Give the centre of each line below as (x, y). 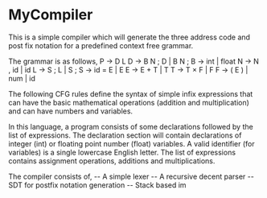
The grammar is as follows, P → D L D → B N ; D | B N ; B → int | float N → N (134, 61)
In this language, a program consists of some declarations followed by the (131, 126)
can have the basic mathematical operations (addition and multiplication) (129, 102)
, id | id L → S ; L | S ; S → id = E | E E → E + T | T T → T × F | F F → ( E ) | (128, 69)
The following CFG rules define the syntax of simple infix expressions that (131, 93)
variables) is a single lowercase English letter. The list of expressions (122, 152)
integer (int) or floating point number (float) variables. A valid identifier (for (131, 143)
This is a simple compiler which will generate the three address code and (129, 37)
